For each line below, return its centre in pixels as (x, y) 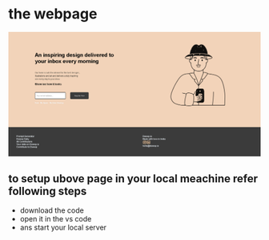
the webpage (53, 14)
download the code (52, 210)
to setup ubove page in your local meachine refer (133, 179)
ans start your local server (63, 228)
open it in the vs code (56, 219)
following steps (48, 191)
